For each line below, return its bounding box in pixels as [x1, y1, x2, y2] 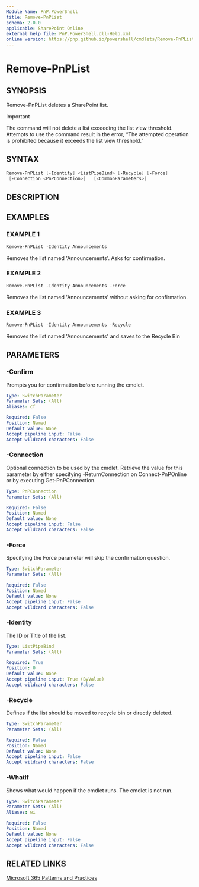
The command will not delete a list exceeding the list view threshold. [6, 124, 173, 131]
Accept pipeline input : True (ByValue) [6, 676, 105, 682]
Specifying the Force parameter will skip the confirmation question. [6, 554, 171, 562]
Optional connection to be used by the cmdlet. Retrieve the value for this [6, 464, 183, 471]
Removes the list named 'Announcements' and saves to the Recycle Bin [6, 333, 181, 340]
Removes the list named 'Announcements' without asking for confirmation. [6, 293, 188, 300]
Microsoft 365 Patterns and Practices [6, 875, 98, 882]
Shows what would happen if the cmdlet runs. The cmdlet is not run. [6, 786, 173, 794]
